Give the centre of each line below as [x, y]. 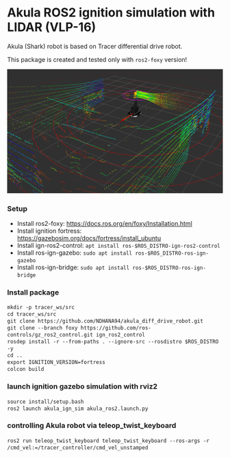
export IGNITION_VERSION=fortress [56, 363]
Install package [33, 292]
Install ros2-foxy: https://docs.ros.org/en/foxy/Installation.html [105, 223]
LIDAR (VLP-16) [52, 27]
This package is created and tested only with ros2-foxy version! [97, 59]
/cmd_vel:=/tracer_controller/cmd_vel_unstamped [78, 448]
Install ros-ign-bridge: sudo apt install [73, 267]
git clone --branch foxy [42, 328]
